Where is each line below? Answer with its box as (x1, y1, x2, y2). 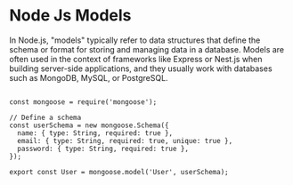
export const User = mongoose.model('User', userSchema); (9, 167, 229, 176)
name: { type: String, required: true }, (17, 128, 174, 138)
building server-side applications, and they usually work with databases (9, 63, 273, 74)
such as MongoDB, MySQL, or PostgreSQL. (9, 72, 168, 83)
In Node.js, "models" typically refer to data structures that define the (9, 35, 261, 45)
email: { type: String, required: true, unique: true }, (17, 136, 233, 145)
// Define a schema (9, 113, 82, 122)
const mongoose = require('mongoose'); (9, 97, 158, 107)
